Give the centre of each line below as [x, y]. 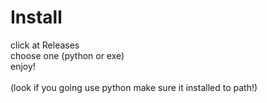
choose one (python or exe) [67, 55]
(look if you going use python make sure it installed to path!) [134, 87]
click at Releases [45, 45]
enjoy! [23, 66]
